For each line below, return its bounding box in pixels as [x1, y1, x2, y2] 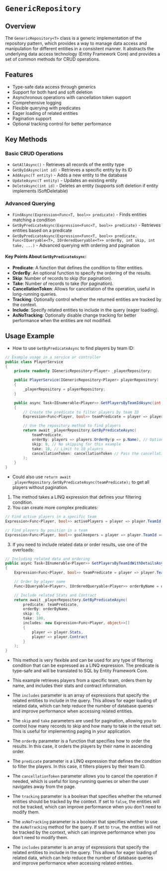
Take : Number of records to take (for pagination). [12, 280, 114, 286]
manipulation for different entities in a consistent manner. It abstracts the [5, 46, 154, 51]
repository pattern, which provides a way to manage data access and [5, 40, 147, 46]
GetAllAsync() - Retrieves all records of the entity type [12, 161, 124, 168]
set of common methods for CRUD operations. [5, 56, 100, 62]
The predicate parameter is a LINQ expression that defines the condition [12, 758, 162, 764]
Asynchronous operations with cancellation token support [12, 94, 131, 100]
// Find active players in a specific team [5, 514, 97, 520]
